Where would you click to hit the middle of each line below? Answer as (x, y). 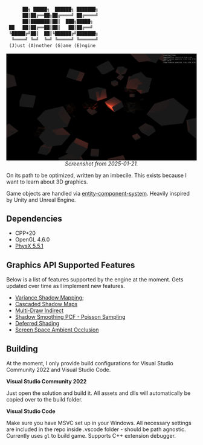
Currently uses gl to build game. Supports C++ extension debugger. (91, 435)
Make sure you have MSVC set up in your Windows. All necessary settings (99, 423)
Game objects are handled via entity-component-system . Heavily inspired (98, 193)
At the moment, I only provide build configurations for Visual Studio (90, 363)
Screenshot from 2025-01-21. (101, 164)
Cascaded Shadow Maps (46, 304)
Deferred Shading (37, 324)
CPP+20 (25, 233)
